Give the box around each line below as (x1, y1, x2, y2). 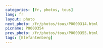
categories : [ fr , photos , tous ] (5, 7, 73, 12)
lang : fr (5, 12, 24, 17)
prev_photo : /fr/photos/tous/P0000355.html (5, 30, 98, 35)
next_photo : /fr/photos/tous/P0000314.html (5, 21, 98, 26)
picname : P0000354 (5, 26, 44, 31)
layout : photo (5, 16, 35, 21)
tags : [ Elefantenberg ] (5, 35, 53, 40)
